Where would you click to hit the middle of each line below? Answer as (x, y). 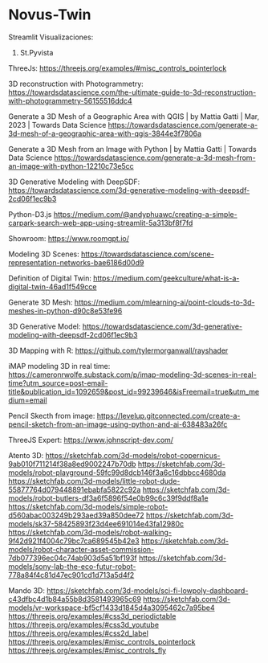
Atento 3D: (26, 455)
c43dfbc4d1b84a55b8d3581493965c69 (75, 599)
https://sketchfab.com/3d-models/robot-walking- (90, 532)
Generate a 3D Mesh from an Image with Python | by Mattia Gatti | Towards (132, 149)
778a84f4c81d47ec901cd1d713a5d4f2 (71, 575)
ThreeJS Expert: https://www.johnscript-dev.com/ (91, 440)
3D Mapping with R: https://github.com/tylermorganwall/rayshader (118, 350)
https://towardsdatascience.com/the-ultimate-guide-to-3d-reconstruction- (132, 92)
